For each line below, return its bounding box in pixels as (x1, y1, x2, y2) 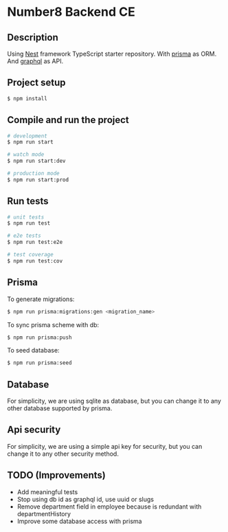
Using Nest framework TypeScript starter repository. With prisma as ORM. (7, 49, 217, 58)
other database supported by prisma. (7, 404, 113, 412)
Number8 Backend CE (7, 4, 135, 20)
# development (7, 132, 48, 140)
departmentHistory (16, 509, 71, 518)
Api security (7, 424, 61, 436)
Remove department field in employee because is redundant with (16, 502, 202, 511)
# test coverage (7, 252, 54, 258)
